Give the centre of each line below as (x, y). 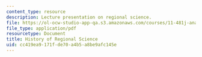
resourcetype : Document (36, 34)
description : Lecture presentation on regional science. (79, 17)
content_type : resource (36, 12)
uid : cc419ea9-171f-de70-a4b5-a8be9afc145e (62, 45)
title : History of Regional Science (52, 39)
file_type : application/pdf (41, 28)
